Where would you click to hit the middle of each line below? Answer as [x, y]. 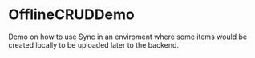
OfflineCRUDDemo [71, 15]
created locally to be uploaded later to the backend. [93, 44]
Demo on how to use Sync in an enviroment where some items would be [127, 37]
